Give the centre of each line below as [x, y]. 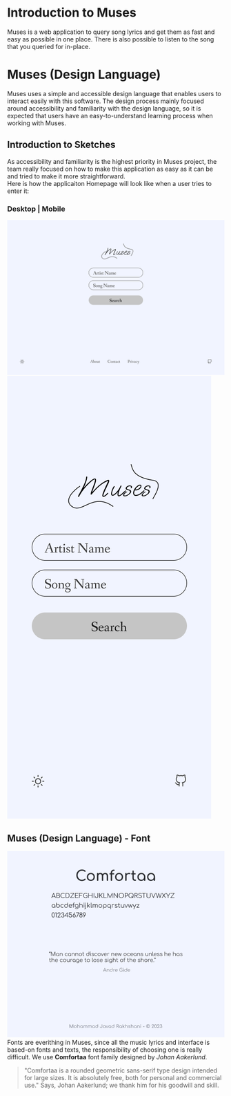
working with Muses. [37, 123]
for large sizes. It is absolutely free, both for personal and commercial [123, 1078]
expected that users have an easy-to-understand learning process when [110, 115]
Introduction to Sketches [61, 145]
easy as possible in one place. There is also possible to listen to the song [111, 39]
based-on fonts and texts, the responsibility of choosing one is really [105, 1050]
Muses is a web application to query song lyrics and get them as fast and [111, 32]
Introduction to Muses [72, 13]
